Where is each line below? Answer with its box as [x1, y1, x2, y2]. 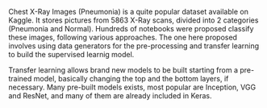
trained [8, 74, 32, 83]
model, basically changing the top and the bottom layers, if [33, 74, 229, 83]
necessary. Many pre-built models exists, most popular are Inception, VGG [8, 82, 257, 92]
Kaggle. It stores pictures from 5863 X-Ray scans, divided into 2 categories [8, 15, 259, 25]
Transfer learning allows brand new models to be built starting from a [8, 65, 239, 75]
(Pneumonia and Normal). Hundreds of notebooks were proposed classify [8, 24, 254, 33]
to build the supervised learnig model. [8, 50, 135, 59]
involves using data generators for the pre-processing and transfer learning [8, 41, 260, 51]
